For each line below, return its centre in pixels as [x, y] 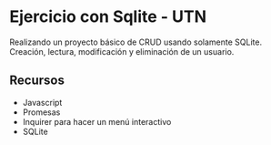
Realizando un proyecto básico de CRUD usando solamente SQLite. [135, 42]
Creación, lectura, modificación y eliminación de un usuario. [122, 51]
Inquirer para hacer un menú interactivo [97, 121]
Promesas [41, 112]
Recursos [37, 81]
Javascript [42, 102]
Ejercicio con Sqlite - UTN [108, 17]
